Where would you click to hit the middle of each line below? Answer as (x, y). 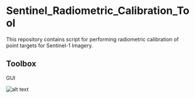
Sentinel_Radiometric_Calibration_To (98, 11)
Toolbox (21, 64)
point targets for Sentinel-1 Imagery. (50, 45)
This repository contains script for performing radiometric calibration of (93, 39)
